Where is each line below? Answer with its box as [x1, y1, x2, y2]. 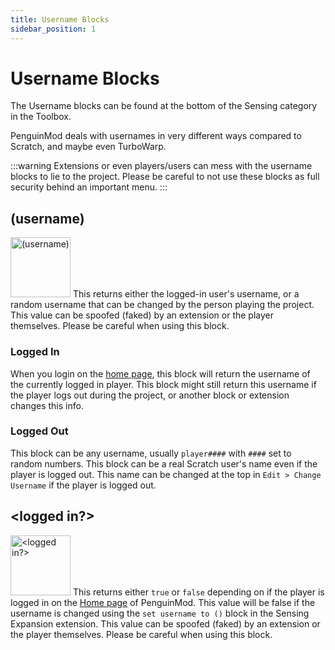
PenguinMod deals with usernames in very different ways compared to [10, 130, 302, 142]
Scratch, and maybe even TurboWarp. [10, 141, 167, 153]
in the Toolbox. [10, 111, 72, 123]
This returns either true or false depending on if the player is [72, 586, 325, 598]
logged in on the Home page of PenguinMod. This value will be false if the [10, 596, 316, 608]
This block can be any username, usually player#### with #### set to [10, 447, 292, 459]
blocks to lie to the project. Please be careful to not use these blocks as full [10, 171, 320, 183]
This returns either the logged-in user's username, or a [72, 288, 300, 300]
